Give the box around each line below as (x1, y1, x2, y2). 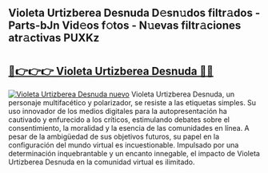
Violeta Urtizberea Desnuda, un (130, 89, 234, 99)
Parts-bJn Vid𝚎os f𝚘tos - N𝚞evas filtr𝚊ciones (8, 19, 242, 33)
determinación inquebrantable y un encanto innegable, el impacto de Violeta (8, 149, 260, 158)
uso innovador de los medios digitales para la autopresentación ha (8, 107, 228, 116)
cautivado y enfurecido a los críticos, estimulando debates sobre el (8, 115, 230, 124)
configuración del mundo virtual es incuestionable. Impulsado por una (8, 140, 239, 150)
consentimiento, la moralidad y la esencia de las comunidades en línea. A (8, 124, 250, 132)
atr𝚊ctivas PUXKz (8, 31, 100, 45)
